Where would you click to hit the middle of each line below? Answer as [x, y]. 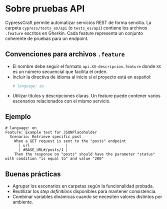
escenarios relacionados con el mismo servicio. [61, 101]
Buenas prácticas [33, 174]
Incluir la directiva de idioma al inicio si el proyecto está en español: [82, 77]
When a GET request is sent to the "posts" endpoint [70, 141]
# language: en [21, 128]
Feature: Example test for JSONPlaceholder [51, 132]
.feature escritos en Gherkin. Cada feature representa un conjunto [74, 33]
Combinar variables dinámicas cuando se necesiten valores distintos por [87, 197]
